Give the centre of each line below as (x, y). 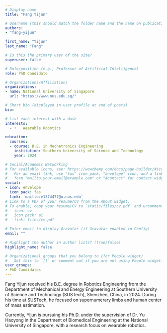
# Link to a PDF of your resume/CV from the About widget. (68, 201)
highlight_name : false (29, 247)
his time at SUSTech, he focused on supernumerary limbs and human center (83, 300)
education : (16, 137)
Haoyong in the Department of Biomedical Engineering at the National (77, 320)
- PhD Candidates (23, 270)
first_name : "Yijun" (27, 42)
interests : (16, 123)
